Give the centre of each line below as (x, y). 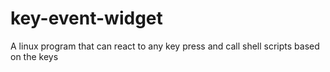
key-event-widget (86, 18)
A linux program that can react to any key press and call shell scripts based (165, 46)
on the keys (34, 56)
